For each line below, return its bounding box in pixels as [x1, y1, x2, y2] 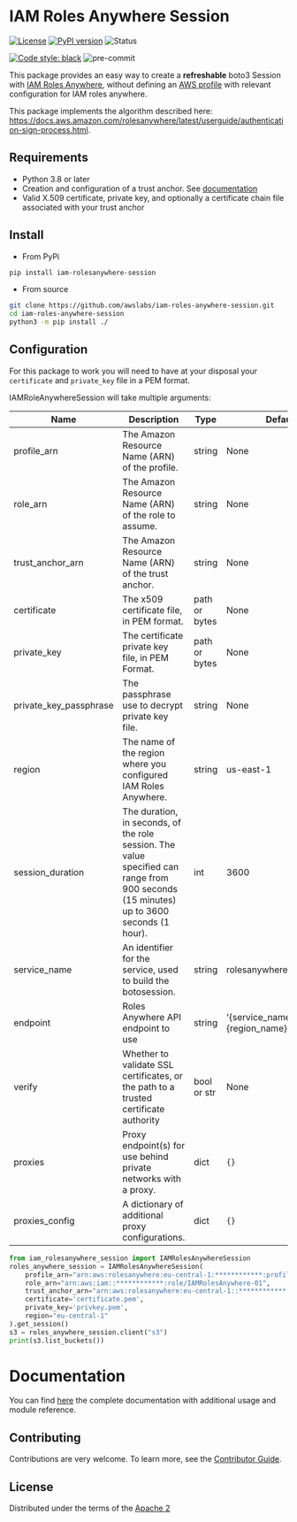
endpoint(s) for [122, 1139, 186, 1151]
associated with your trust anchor [21, 202, 145, 212]
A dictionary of [122, 1197, 184, 1210]
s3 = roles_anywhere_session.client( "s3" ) [9, 1327, 168, 1337]
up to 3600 [122, 904, 170, 917]
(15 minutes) [122, 894, 177, 906]
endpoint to [122, 1022, 171, 1034]
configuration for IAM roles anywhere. [9, 88, 148, 99]
